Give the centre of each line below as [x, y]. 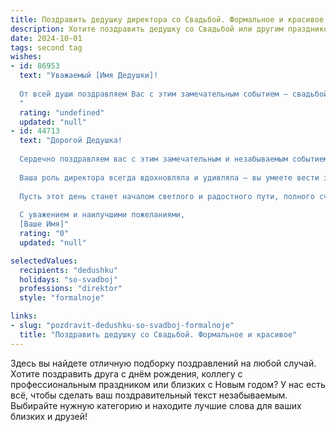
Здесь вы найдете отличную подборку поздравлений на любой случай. [163, 363]
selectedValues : [44, 261]
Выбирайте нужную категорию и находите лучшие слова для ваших [156, 405]
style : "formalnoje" [62, 298]
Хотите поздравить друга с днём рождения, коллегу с [126, 373]
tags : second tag [46, 47]
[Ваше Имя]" [44, 224]
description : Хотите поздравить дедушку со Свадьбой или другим [147, 29]
